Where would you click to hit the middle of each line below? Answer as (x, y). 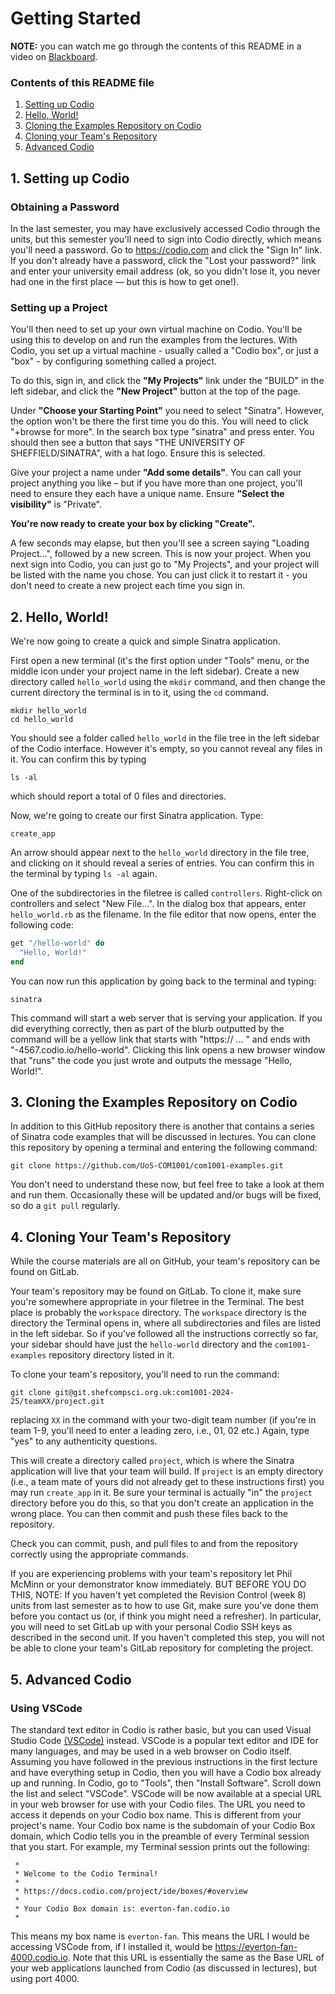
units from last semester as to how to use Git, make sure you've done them (164, 1606)
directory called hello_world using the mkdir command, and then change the (168, 682)
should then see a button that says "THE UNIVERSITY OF (128, 443)
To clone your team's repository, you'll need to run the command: (145, 1374)
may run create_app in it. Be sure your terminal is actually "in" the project (161, 1493)
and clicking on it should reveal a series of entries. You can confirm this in (162, 863)
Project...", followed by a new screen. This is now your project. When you (161, 554)
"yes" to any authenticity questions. (84, 1441)
